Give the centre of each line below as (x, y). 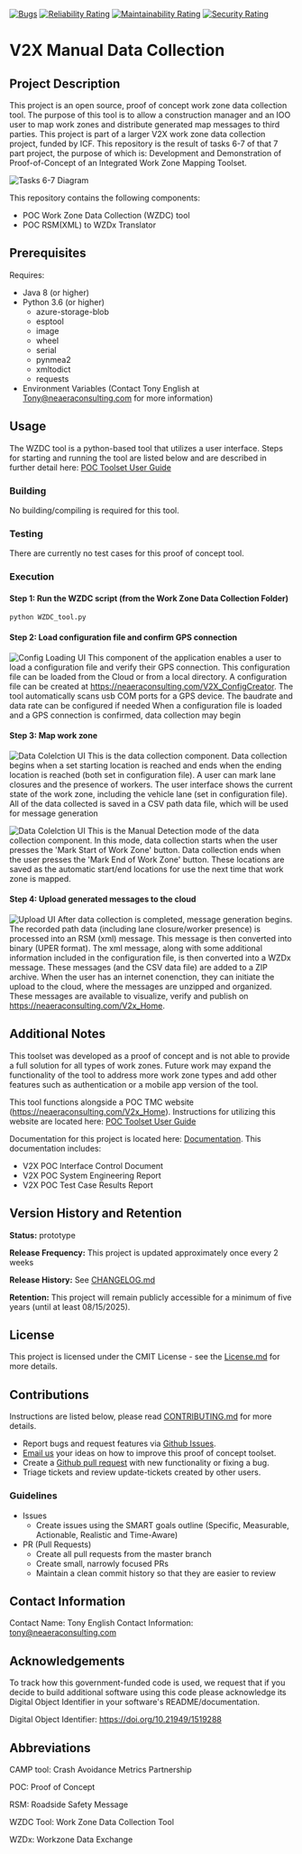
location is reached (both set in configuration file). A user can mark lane (143, 774)
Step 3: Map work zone (54, 736)
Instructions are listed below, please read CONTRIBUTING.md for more (141, 1416)
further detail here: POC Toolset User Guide (90, 467)
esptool (50, 321)
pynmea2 (53, 359)
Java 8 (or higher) (56, 292)
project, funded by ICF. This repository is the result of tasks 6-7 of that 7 (144, 144)
